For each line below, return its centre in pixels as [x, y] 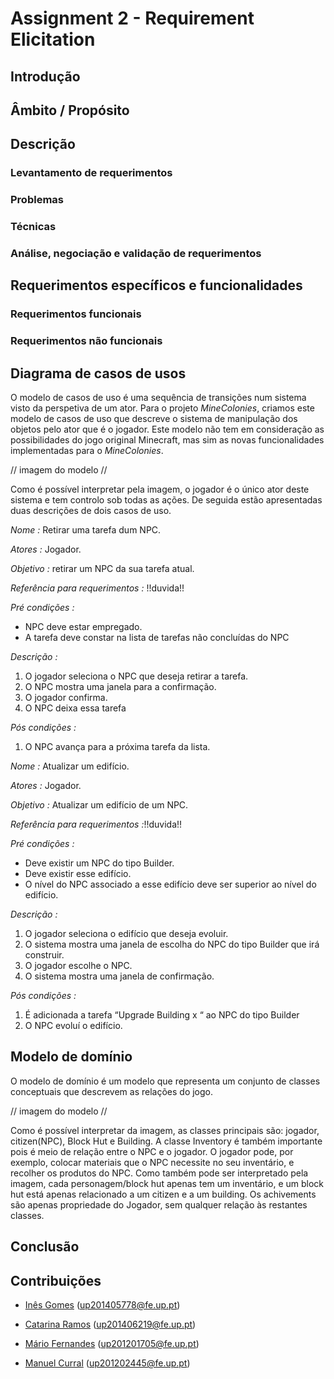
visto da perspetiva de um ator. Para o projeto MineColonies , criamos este [162, 408]
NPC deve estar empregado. [83, 627]
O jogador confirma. [66, 698]
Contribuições [56, 1280]
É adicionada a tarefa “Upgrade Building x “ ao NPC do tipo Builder [162, 1015]
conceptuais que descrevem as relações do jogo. [112, 1091]
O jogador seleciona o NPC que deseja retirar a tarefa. [136, 676]
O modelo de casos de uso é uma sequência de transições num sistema [158, 398]
